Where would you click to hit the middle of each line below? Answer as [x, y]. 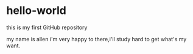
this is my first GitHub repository [47, 27]
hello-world [37, 11]
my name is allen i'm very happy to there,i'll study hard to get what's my [96, 39]
